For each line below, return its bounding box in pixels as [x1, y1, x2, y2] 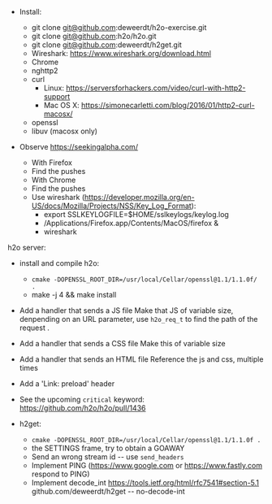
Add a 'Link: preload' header [19, 379, 115, 389]
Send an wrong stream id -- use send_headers [31, 452, 184, 462]
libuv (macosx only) [31, 126, 98, 136]
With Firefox [31, 158, 72, 167]
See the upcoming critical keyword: [19, 394, 145, 404]
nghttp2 [31, 66, 58, 76]
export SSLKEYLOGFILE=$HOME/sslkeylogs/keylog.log [43, 210, 229, 219]
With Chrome [31, 175, 76, 185]
